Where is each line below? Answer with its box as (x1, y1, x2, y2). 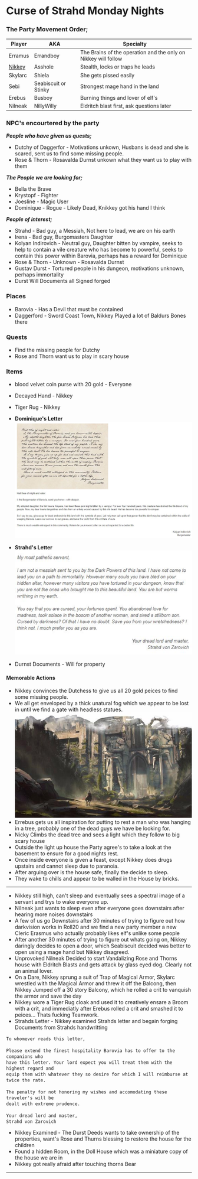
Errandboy (34, 52, 60, 59)
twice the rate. (6, 1077, 46, 1083)
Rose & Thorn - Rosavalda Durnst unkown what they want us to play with (14, 157, 192, 164)
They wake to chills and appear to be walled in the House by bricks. (14, 875, 180, 882)
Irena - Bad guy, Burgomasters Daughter (14, 233, 113, 240)
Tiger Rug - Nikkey (14, 403, 61, 411)
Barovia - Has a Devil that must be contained (14, 305, 124, 312)
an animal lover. (14, 968, 53, 975)
